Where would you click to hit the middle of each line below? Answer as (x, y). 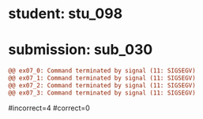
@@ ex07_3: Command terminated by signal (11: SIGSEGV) (102, 93)
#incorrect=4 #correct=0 (49, 108)
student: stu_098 (66, 14)
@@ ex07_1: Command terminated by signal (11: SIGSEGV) (102, 78)
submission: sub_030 (81, 50)
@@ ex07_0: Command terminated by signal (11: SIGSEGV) (102, 71)
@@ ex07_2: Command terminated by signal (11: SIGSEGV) (102, 85)
